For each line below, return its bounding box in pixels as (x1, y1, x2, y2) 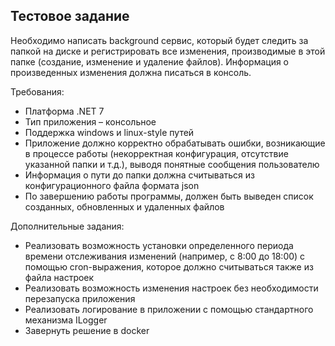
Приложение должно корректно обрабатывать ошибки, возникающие (24, 137, 326, 149)
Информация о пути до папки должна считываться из (24, 169, 255, 181)
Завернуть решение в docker (24, 324, 150, 336)
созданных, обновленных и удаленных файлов (24, 200, 225, 213)
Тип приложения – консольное (24, 115, 157, 128)
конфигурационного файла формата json (24, 179, 200, 191)
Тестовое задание (10, 8, 130, 25)
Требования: (10, 85, 65, 98)
